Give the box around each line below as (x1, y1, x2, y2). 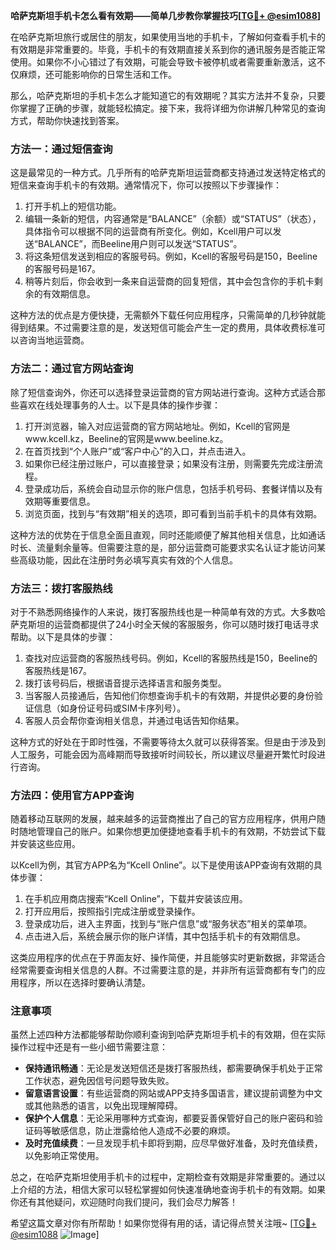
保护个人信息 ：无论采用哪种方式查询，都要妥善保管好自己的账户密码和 (24, 1112, 315, 1124)
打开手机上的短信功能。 (24, 200, 122, 213)
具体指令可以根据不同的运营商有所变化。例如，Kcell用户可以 (24, 225, 273, 238)
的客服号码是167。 (24, 263, 102, 275)
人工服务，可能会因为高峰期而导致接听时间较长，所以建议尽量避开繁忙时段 (10, 748, 317, 760)
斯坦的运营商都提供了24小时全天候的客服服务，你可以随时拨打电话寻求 (27, 618, 320, 630)
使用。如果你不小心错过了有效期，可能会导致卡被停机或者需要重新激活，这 (10, 56, 317, 68)
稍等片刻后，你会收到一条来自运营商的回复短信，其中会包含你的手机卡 (24, 275, 315, 288)
